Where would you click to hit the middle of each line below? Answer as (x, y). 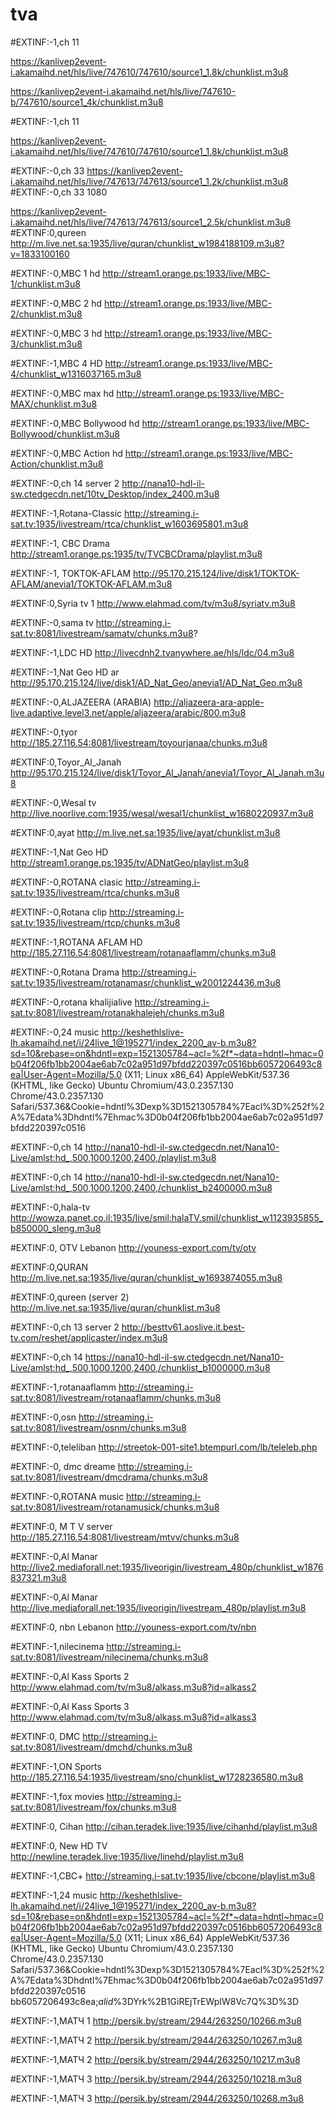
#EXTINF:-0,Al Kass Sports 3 (70, 1706)
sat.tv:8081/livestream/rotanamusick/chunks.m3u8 (115, 1507)
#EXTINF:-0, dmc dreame (63, 1466)
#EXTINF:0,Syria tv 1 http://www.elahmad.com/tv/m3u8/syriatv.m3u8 (153, 603)
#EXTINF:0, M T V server (61, 1526)
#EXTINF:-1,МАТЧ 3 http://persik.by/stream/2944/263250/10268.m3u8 (157, 2098)
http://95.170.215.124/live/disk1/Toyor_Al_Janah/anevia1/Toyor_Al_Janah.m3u (167, 772)
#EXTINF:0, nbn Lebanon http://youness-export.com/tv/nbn (133, 1627)
